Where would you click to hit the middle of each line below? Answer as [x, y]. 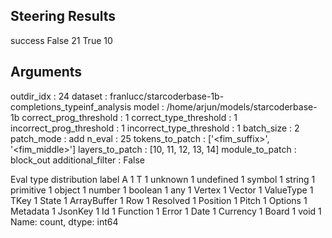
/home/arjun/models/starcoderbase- [242, 106]
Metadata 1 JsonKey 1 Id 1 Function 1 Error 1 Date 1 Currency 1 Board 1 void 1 [166, 211]
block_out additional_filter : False [77, 160]
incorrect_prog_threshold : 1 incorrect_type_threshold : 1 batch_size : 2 [155, 128]
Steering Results [63, 16]
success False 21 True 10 [61, 40]
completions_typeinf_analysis [71, 106]
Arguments [46, 72]
